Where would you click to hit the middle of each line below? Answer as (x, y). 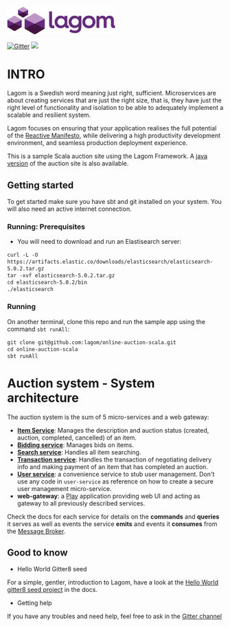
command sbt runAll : (38, 329)
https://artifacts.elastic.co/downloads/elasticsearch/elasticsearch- (110, 262)
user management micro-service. (64, 488)
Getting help (35, 603)
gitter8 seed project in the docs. (53, 590)
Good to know (37, 552)
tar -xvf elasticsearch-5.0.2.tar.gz (61, 276)
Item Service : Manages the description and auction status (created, (113, 430)
